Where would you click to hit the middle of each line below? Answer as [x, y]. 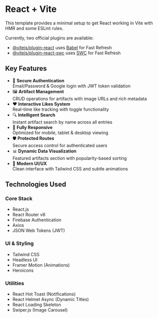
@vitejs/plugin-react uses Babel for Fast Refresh [62, 47]
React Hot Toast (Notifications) [44, 294]
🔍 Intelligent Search [34, 115]
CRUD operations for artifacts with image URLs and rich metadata [80, 99]
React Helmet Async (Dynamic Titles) [51, 300]
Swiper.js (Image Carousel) [40, 310]
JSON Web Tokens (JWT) [39, 231]
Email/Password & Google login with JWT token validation [71, 86]
